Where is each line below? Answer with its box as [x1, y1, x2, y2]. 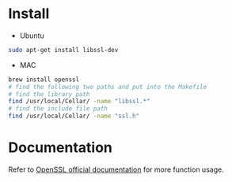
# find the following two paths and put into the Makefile [8, 83, 207, 91]
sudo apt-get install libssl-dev [8, 46, 119, 54]
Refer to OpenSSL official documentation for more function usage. [8, 165, 224, 174]
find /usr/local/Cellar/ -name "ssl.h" [8, 112, 140, 121]
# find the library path [8, 90, 90, 98]
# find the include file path [8, 105, 108, 113]
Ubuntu [19, 31, 45, 40]
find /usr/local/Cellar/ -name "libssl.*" [8, 98, 150, 106]
